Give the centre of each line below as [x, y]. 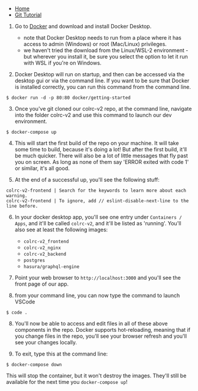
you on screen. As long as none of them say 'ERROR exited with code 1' [102, 162]
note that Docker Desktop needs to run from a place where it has [102, 38]
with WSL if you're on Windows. [62, 63]
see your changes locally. [46, 342]
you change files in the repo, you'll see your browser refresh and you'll [101, 336]
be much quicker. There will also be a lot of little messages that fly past [101, 156]
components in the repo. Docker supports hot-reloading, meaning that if [103, 330]
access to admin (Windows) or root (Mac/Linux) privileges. [95, 44]
